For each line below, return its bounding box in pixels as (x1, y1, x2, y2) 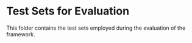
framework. (6, 30, 35, 38)
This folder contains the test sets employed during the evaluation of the (6, 24, 186, 31)
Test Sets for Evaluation (6, 4, 130, 18)
